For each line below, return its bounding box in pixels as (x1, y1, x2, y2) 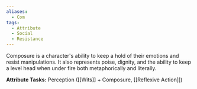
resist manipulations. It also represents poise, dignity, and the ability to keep (6, 58, 191, 65)
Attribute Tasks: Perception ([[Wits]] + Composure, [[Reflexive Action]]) (6, 76, 183, 83)
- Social (11, 31, 33, 37)
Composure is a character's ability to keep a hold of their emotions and (6, 52, 179, 59)
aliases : (6, 8, 28, 15)
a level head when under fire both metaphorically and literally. (6, 65, 157, 71)
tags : (6, 19, 20, 25)
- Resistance (11, 36, 44, 42)
